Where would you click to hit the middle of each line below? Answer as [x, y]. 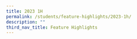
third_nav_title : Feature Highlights [52, 27]
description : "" [26, 22]
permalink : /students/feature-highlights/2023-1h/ [69, 17]
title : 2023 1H [24, 11]
